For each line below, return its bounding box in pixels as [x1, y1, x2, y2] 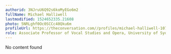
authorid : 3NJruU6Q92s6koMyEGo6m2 [5, 7, 79, 12]
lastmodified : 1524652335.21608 [5, 16, 74, 21]
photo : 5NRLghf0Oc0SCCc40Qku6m [5, 21, 72, 26]
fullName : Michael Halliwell [5, 12, 67, 17]
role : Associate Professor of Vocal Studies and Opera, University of [5, 30, 158, 35]
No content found [5, 44, 42, 50]
